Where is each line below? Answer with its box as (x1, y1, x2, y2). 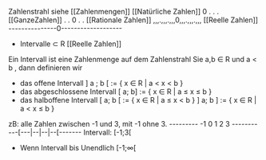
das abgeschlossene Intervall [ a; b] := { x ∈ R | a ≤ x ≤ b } (19, 87, 212, 96)
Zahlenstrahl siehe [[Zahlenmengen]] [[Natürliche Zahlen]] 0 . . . (8, 7, 220, 16)
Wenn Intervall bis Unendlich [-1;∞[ (19, 143, 137, 152)
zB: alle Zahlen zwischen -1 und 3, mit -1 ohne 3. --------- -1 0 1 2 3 (8, 119, 230, 128)
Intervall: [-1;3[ (83, 127, 132, 137)
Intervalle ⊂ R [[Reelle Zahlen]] (19, 39, 122, 49)
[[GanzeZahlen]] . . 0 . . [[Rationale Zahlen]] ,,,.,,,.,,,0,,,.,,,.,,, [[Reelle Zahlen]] (8, 15, 258, 25)
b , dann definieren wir (8, 63, 83, 72)
